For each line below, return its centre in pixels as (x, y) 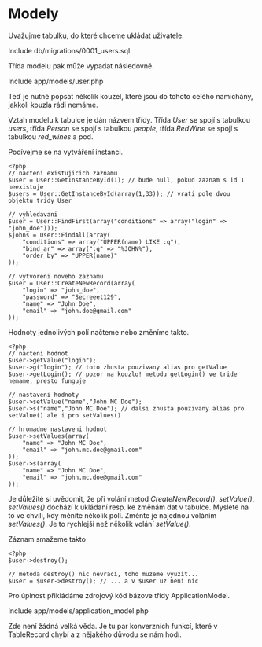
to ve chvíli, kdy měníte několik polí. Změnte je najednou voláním (113, 515)
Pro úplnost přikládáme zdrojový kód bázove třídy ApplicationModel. (119, 595)
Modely (33, 14)
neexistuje (26, 187)
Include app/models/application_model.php (79, 611)
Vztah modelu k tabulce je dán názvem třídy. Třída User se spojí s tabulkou (129, 119)
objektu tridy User (40, 200)
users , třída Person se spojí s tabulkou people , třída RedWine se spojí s (123, 128)
